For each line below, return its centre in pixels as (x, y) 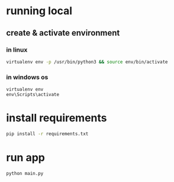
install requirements (57, 118)
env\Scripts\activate (33, 95)
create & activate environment (63, 33)
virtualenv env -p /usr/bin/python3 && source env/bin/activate (87, 62)
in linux (17, 50)
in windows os (27, 77)
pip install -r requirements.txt (47, 134)
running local (39, 11)
